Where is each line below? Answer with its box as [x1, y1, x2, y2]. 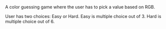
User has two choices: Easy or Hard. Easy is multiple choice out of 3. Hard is [5, 14, 162, 19]
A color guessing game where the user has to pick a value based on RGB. [5, 4, 155, 10]
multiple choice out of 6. [5, 19, 55, 24]
